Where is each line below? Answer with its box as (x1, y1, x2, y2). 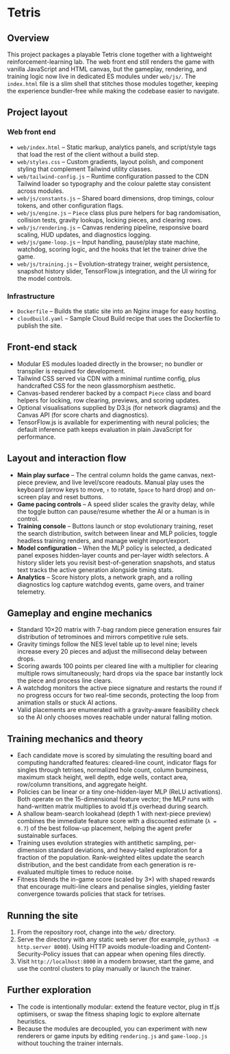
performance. (16, 433, 56, 441)
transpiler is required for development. (16, 367, 126, 375)
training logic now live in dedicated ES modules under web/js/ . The (7, 72, 196, 80)
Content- (186, 943, 212, 951)
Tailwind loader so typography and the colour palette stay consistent (16, 179, 211, 187)
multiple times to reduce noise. (46, 868, 133, 876)
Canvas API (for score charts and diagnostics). (16, 411, 149, 419)
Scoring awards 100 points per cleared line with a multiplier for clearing (16, 662, 218, 670)
